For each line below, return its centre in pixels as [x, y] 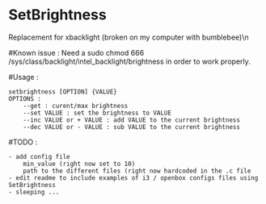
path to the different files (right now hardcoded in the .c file [137, 171]
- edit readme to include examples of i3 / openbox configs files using [133, 178]
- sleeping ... [34, 192]
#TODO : [23, 142]
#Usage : [23, 77]
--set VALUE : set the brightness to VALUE [97, 113]
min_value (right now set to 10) [79, 164]
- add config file [39, 156]
